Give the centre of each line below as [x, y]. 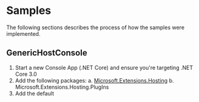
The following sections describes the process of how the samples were [96, 27]
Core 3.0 [26, 74]
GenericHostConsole [47, 53]
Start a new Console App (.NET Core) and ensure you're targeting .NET [104, 67]
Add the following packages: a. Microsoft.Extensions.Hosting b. [94, 80]
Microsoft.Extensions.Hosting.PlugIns [62, 87]
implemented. [23, 33]
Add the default [35, 93]
